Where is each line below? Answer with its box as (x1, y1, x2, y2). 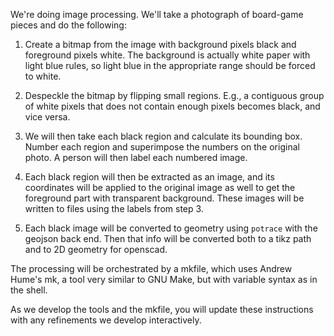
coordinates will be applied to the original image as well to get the (24, 182, 296, 193)
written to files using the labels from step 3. (24, 203, 204, 214)
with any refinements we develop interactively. (10, 314, 202, 326)
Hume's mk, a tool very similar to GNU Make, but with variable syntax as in (10, 274, 318, 285)
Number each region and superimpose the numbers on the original (24, 141, 300, 153)
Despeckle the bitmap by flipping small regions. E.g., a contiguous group (24, 90, 325, 101)
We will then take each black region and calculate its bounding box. (24, 130, 303, 142)
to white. (24, 70, 62, 82)
